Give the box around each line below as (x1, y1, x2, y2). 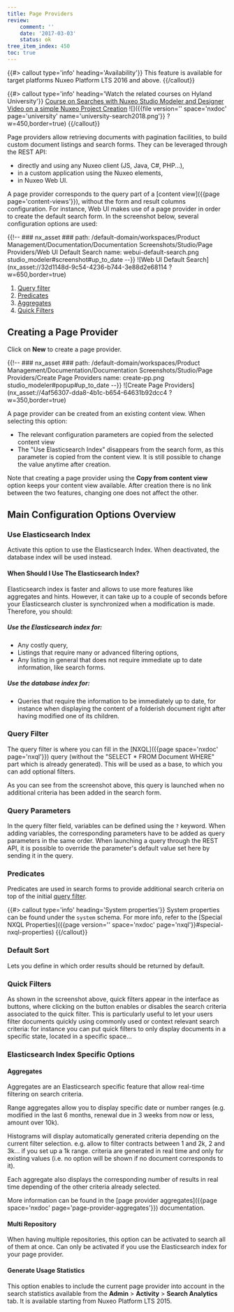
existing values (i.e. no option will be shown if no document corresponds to (7, 1154, 224, 1163)
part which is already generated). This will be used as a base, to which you (7, 760, 223, 768)
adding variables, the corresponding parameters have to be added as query (7, 829, 226, 837)
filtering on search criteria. (7, 1090, 84, 1098)
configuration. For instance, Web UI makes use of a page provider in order (7, 204, 221, 213)
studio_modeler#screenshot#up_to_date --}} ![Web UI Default (7, 255, 185, 263)
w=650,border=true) (7, 270, 66, 279)
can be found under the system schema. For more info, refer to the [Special (7, 913, 222, 921)
